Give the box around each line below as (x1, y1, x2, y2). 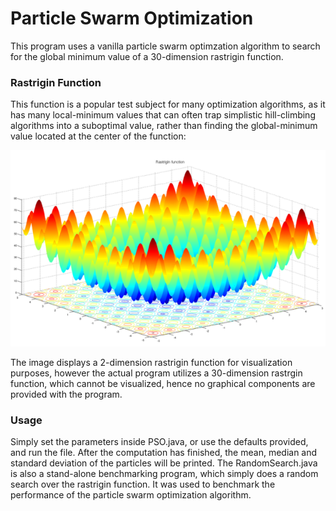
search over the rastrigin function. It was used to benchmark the (10, 478, 276, 491)
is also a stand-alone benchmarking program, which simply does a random (10, 468, 319, 480)
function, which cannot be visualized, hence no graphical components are (10, 377, 316, 389)
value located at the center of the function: (10, 130, 187, 142)
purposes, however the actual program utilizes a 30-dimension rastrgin (10, 367, 303, 379)
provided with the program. (10, 388, 123, 400)
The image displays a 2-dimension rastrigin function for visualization (10, 356, 293, 368)
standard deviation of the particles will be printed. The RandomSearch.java (10, 457, 318, 469)
